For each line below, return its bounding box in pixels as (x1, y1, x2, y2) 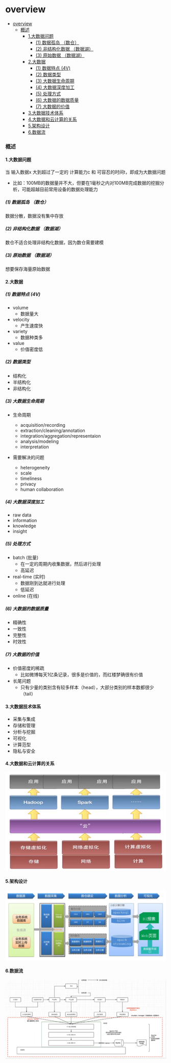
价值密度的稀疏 (12, 665, 44, 671)
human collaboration (20, 486, 64, 492)
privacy (20, 481, 37, 487)
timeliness (20, 475, 42, 482)
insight (12, 528, 27, 534)
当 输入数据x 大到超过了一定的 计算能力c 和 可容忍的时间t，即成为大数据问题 (5, 169, 166, 175)
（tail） (20, 691, 36, 697)
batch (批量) (12, 554, 39, 561)
